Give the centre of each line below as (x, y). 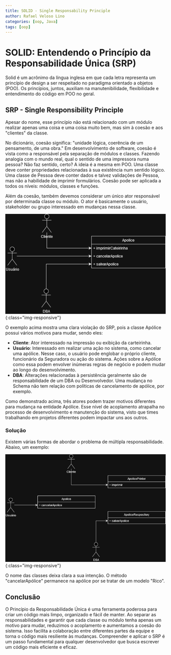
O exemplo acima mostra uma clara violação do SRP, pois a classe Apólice (83, 327)
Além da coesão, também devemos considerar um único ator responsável (83, 196)
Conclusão (23, 597)
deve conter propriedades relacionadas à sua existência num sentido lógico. (85, 170)
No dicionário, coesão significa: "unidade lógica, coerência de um (74, 143)
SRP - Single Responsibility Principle (64, 110)
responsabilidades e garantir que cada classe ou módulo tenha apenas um (83, 620)
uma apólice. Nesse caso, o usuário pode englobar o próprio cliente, (84, 353)
